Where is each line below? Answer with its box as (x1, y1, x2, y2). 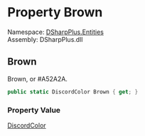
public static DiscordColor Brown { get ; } (7, 88, 139, 96)
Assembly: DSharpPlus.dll (7, 35, 83, 43)
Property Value (7, 105, 61, 115)
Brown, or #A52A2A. (7, 74, 68, 83)
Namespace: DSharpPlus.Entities (7, 28, 104, 36)
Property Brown (7, 4, 103, 21)
